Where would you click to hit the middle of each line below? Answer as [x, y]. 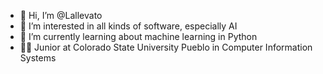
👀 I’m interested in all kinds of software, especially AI [128, 26]
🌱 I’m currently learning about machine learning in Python [138, 36]
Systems [38, 58]
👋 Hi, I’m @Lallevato [61, 15]
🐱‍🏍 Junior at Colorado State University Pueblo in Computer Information [166, 47]
